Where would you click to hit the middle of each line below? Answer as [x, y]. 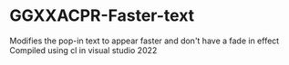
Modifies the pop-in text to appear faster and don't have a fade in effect [144, 41]
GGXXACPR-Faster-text [102, 16]
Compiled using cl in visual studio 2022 [83, 50]
